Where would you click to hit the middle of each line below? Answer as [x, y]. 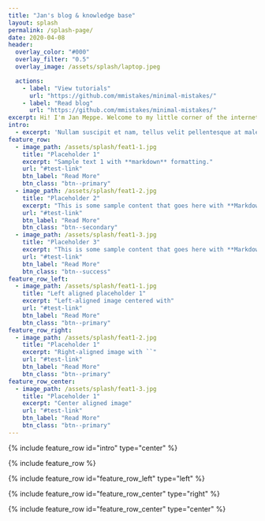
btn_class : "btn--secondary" [70, 228]
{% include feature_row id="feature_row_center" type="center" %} [117, 508]
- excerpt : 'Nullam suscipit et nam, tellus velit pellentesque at [129, 132]
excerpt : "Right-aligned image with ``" [90, 352]
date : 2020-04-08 [37, 37]
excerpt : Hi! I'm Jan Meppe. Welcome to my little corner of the [118, 118]
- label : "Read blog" [58, 103]
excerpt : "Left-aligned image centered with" [99, 301]
